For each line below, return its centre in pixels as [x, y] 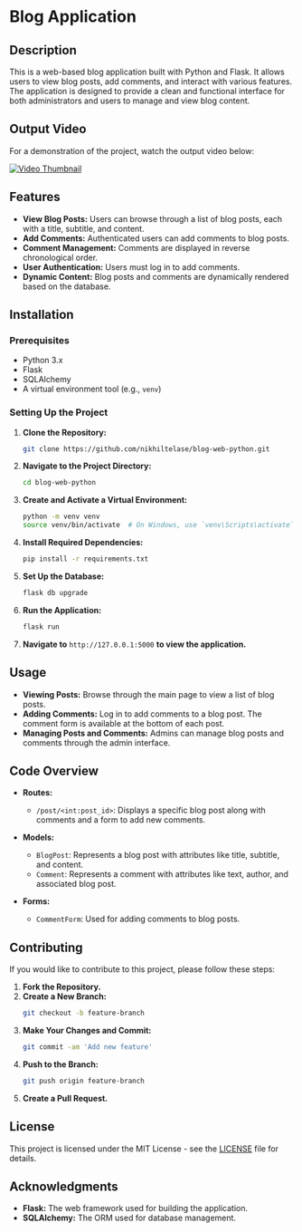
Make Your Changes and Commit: [87, 1031]
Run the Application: [62, 610]
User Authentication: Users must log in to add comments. [131, 267]
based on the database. [66, 286]
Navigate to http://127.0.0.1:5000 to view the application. [134, 644]
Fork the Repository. [61, 987]
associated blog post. [76, 884]
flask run [41, 627]
